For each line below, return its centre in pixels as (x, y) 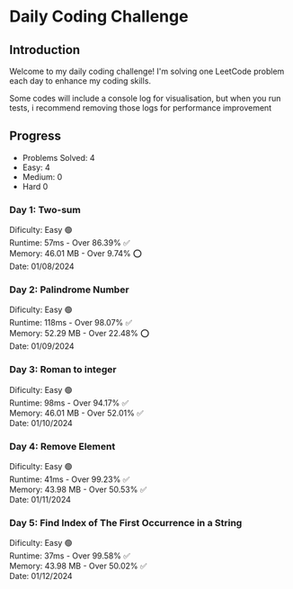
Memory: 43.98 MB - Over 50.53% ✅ (78, 489)
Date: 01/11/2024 (40, 500)
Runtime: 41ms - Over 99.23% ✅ (70, 479)
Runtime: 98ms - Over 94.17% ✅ (69, 403)
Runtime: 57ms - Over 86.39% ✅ (70, 243)
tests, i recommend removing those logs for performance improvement (141, 108)
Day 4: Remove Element (62, 446)
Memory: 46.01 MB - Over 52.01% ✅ (76, 413)
